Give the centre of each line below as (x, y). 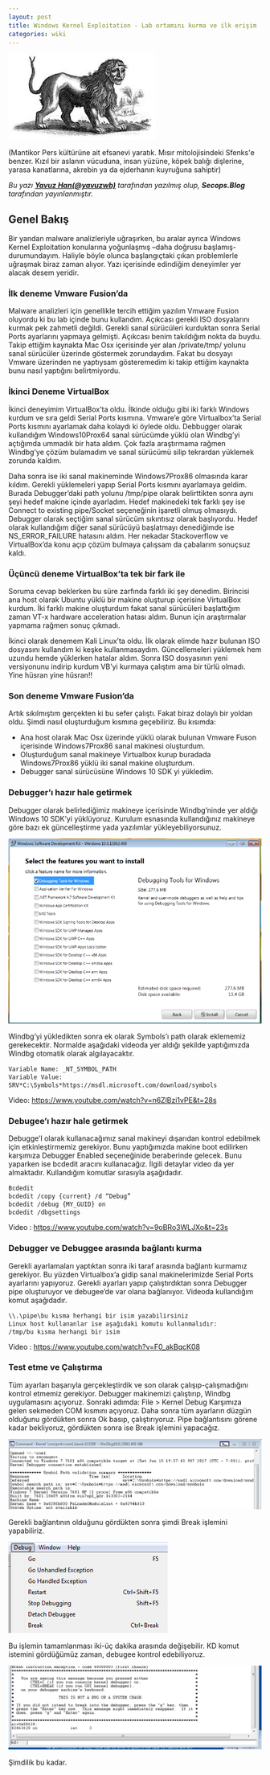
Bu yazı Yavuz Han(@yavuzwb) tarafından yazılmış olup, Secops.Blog (127, 186)
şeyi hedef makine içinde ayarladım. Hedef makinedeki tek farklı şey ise (127, 502)
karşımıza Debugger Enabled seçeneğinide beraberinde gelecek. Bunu (125, 1156)
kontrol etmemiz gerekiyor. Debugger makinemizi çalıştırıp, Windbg (119, 1393)
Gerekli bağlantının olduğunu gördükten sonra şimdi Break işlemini (118, 1522)
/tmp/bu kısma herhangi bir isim (64, 1332)
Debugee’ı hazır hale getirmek (68, 1121)
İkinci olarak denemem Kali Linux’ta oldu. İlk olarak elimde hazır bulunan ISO (134, 641)
